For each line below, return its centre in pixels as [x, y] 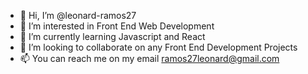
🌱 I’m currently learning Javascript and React [112, 36]
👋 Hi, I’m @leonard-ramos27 [78, 15]
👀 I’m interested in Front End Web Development [117, 26]
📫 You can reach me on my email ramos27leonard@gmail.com [149, 58]
